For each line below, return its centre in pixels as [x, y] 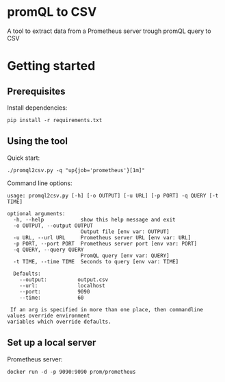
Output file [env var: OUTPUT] [125, 231]
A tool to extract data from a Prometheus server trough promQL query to [109, 31]
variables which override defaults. [59, 322]
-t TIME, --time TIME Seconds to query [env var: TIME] [96, 261]
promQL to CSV [52, 12]
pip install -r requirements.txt [55, 120]
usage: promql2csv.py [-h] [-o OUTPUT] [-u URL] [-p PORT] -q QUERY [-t [113, 195]
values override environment [49, 315]
